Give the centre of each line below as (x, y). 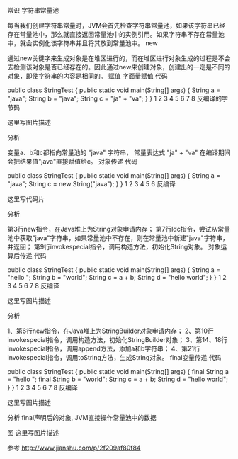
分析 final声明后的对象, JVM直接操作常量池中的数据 (82, 418)
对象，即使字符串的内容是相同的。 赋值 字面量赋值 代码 (87, 76)
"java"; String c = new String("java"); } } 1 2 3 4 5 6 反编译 (91, 184)
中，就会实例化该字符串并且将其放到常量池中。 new (83, 43)
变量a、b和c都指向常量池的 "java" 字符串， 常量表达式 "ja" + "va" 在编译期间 (119, 152)
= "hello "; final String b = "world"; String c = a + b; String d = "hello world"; (118, 379)
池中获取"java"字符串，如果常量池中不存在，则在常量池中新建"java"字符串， (118, 238)
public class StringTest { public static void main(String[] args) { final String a (118, 372)
